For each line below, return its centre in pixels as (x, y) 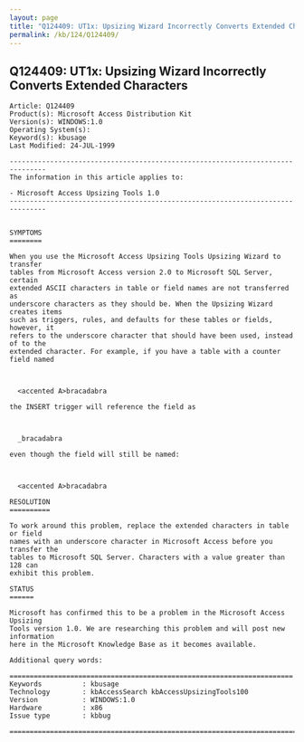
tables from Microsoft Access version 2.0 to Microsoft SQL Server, (141, 272)
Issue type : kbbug (60, 716)
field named (32, 360)
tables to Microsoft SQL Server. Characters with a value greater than (147, 557)
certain (24, 281)
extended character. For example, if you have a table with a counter (145, 352)
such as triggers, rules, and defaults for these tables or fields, (141, 320)
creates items (36, 312)
